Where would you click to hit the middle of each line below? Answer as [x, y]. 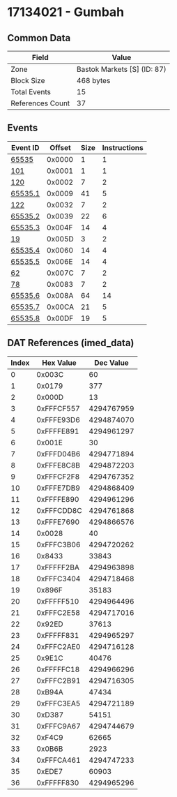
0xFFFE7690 [58, 522]
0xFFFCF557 [58, 408]
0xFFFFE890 [58, 499]
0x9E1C [50, 658]
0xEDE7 [50, 771]
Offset [60, 147]
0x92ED [50, 624]
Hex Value [59, 362]
